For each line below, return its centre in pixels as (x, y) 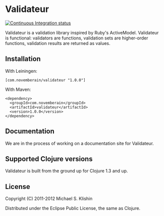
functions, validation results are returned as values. (58, 43)
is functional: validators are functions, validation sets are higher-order (77, 38)
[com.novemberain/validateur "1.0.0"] (45, 80)
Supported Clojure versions (49, 159)
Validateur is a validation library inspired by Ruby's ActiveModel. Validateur (82, 32)
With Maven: (18, 89)
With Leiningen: (21, 71)
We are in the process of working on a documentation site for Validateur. (80, 143)
